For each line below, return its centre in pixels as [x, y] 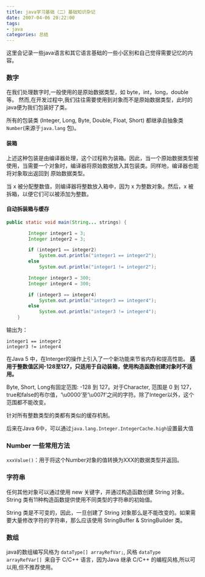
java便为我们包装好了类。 [38, 107]
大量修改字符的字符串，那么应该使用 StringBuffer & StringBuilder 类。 [99, 520]
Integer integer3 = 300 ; [60, 278]
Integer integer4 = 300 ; [60, 284]
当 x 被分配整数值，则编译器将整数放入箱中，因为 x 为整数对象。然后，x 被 [100, 186]
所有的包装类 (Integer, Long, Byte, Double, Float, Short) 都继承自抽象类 [95, 120]
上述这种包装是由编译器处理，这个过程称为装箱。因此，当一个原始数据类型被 [103, 158]
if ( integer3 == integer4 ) [63, 295]
